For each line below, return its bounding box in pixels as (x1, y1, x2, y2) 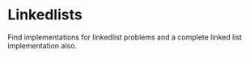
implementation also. (7, 40, 78, 50)
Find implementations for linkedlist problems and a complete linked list (7, 32, 242, 42)
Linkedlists (7, 6, 83, 24)
